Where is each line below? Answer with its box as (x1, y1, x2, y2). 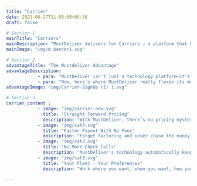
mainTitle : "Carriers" (6, 36, 62, 42)
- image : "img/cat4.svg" (37, 122, 98, 128)
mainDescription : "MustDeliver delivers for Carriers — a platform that (6, 41, 188, 47)
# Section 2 (6, 57, 35, 63)
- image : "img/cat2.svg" (37, 138, 98, 144)
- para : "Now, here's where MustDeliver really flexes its (37, 79, 185, 85)
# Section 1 (6, 30, 35, 36)
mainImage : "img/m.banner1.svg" (6, 46, 85, 53)
